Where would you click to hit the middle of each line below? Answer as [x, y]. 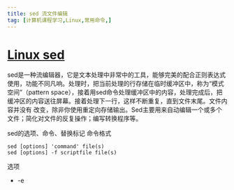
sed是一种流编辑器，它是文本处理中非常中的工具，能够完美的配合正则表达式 [117, 75]
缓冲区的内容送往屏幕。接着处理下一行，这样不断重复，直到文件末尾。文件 [114, 101]
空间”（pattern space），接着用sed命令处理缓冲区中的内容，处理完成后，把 [115, 92]
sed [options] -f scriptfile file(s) [62, 153]
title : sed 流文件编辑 [38, 14]
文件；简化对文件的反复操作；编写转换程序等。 [74, 119]
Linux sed [36, 55]
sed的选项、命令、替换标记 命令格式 [59, 133]
